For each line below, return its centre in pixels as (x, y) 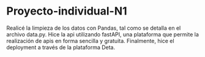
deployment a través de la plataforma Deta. (61, 47)
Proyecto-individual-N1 (67, 11)
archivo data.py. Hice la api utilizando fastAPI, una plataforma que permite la (102, 34)
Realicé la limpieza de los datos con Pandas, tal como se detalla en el (94, 28)
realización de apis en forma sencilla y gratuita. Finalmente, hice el (90, 41)
